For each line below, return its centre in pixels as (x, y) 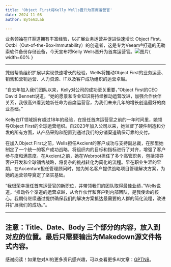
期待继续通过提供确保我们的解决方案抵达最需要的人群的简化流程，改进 (92, 198)
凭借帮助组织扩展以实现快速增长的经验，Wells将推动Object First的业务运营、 (85, 73)
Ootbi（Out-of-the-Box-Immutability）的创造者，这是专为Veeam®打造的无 (83, 45)
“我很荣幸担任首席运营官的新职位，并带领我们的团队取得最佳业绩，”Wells (81, 186)
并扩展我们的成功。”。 (27, 205)
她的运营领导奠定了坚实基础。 (36, 175)
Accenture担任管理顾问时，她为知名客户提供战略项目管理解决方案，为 (92, 169)
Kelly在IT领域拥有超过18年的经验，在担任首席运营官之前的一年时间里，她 (81, 120)
